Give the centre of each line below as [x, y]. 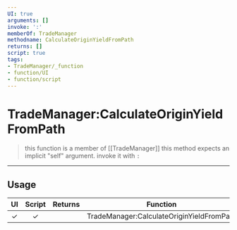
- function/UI [28, 72]
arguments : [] [28, 20]
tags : [15, 60]
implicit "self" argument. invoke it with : [82, 156]
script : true [26, 53]
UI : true [20, 14]
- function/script [34, 79]
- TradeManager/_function [45, 66]
